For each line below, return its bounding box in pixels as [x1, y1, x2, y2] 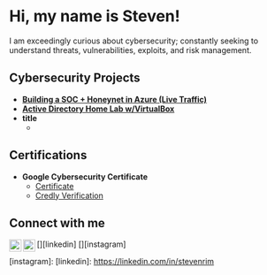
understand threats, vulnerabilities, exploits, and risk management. [9, 44, 252, 55]
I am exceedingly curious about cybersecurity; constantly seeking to [9, 35, 259, 46]
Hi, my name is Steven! [9, 6, 180, 27]
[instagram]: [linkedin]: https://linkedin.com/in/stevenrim [9, 256, 215, 267]
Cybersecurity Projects [9, 71, 141, 86]
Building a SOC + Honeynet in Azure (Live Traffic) [21, 94, 208, 104]
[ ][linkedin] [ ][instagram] [36, 239, 126, 249]
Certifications [9, 148, 88, 163]
